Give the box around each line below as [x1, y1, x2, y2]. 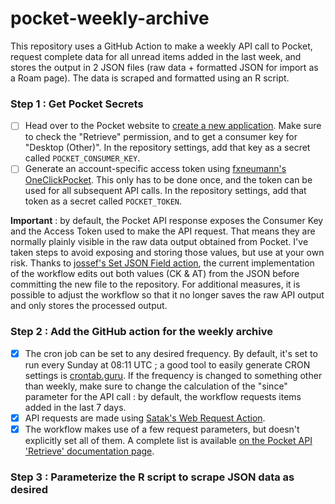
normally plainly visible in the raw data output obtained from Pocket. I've [10, 236, 309, 248]
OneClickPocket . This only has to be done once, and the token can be [24, 174, 313, 186]
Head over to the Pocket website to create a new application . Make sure [24, 120, 322, 132]
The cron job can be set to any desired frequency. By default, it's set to [24, 347, 318, 359]
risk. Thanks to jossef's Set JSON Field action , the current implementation [10, 257, 315, 269]
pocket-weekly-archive [10, 7, 210, 30]
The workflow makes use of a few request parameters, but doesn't [24, 423, 300, 435]
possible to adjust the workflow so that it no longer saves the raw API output [10, 289, 325, 301]
